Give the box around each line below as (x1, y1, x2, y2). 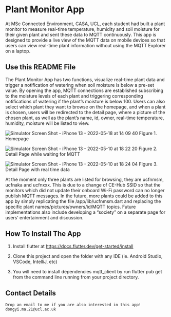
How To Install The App (5, 230, 81, 238)
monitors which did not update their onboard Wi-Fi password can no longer (5, 187, 165, 193)
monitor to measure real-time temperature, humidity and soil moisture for (5, 26, 160, 32)
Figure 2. (138, 145, 158, 152)
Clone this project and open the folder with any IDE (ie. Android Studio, (12, 253, 163, 259)
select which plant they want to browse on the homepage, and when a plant (5, 104, 166, 110)
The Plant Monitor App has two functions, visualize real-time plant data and (5, 76, 165, 83)
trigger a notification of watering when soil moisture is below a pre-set (5, 82, 155, 88)
